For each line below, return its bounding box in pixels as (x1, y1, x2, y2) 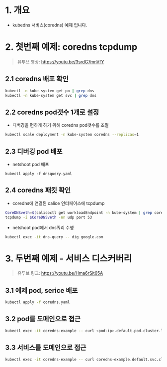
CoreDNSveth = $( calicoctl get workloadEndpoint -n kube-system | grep (5, 210, 153, 215)
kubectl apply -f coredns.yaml (5, 300, 70, 305)
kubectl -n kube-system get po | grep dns (5, 88, 94, 93)
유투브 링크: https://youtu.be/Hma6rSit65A (17, 270, 103, 276)
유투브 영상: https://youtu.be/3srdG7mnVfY (17, 58, 104, 65)
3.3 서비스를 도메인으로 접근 (5, 344, 86, 352)
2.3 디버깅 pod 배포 (5, 147, 63, 156)
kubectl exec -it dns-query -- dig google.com (5, 234, 103, 239)
